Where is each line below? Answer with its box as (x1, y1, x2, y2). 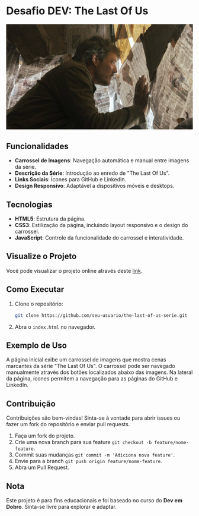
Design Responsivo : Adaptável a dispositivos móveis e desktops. (14, 183, 175, 190)
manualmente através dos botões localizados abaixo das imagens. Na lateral (6, 369, 193, 376)
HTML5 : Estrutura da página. (14, 215, 86, 222)
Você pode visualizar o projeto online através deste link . (6, 267, 143, 274)
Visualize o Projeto (6, 251, 77, 262)
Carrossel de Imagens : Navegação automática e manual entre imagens (14, 157, 190, 164)
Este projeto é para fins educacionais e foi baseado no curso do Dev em (6, 497, 182, 504)
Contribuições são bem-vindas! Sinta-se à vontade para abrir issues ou (6, 414, 181, 421)
